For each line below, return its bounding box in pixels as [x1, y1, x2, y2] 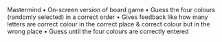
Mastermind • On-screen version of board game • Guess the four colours [7, 6, 216, 14]
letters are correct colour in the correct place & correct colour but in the [7, 20, 210, 28]
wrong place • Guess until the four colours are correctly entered [7, 27, 189, 35]
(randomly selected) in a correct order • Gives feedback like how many [7, 13, 208, 21]
